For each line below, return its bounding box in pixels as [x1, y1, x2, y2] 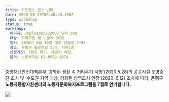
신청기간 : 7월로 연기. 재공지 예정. [10, 49, 74, 55]
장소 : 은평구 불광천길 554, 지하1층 [10, 45, 75, 50]
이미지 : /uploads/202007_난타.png [10, 31, 78, 36]
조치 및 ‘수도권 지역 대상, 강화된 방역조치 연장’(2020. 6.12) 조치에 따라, [10, 75, 150, 81]
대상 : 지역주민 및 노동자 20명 [10, 36, 64, 41]
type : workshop [5, 17, 38, 22]
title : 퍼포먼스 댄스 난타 [5, 7, 54, 13]
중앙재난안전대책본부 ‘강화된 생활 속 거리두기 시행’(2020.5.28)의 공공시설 [5, 69, 151, 75]
